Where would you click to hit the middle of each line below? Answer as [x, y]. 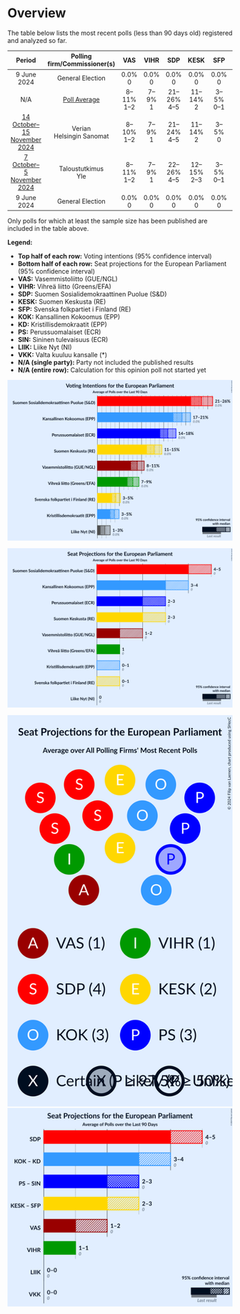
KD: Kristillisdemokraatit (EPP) [62, 325]
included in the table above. [48, 229]
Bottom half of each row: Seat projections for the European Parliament [122, 264]
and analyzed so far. [37, 40]
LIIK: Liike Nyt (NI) [45, 347]
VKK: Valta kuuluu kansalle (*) [62, 355]
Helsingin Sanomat [81, 136]
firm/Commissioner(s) [81, 64]
